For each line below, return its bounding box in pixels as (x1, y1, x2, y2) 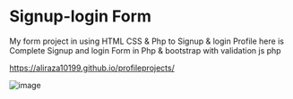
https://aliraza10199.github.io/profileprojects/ (9, 62, 175, 73)
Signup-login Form (9, 6, 152, 27)
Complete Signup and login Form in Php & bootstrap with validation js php (9, 45, 281, 55)
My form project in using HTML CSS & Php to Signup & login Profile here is (9, 36, 285, 46)
